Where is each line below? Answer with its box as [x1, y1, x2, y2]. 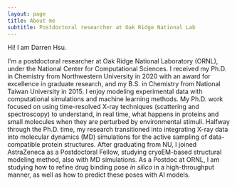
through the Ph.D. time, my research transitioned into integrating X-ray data [7, 125, 228, 134]
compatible [7, 140, 41, 149]
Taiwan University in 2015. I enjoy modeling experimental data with [7, 87, 203, 96]
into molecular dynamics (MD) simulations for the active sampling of [7, 133, 208, 141]
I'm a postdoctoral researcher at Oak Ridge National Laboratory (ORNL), [7, 57, 218, 66]
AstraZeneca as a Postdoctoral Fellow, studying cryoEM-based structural [7, 148, 222, 157]
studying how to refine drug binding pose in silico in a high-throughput [7, 163, 215, 172]
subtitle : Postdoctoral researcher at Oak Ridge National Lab [7, 24, 196, 31]
